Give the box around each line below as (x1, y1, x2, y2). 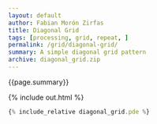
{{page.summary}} (8, 77, 69, 87)
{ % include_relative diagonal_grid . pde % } (8, 107, 150, 115)
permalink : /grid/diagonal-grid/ (8, 41, 118, 49)
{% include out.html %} (8, 92, 84, 102)
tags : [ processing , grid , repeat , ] (8, 33, 129, 42)
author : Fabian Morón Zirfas (8, 19, 104, 27)
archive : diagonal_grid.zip (8, 56, 101, 64)
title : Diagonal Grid (8, 26, 80, 34)
